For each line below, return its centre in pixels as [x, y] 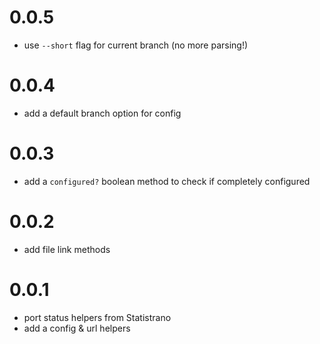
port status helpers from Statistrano [97, 317]
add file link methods [67, 249]
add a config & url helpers [77, 328]
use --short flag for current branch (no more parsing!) [136, 45]
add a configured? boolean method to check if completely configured [167, 181]
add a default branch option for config [102, 113]
